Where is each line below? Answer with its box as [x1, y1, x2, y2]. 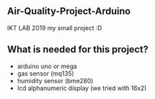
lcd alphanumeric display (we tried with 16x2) [17, 84, 147, 92]
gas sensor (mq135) [17, 69, 75, 78]
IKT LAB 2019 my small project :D [7, 23, 102, 32]
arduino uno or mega [17, 62, 77, 70]
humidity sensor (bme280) [17, 76, 93, 85]
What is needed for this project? [7, 44, 149, 56]
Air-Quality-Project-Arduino [7, 5, 131, 17]
